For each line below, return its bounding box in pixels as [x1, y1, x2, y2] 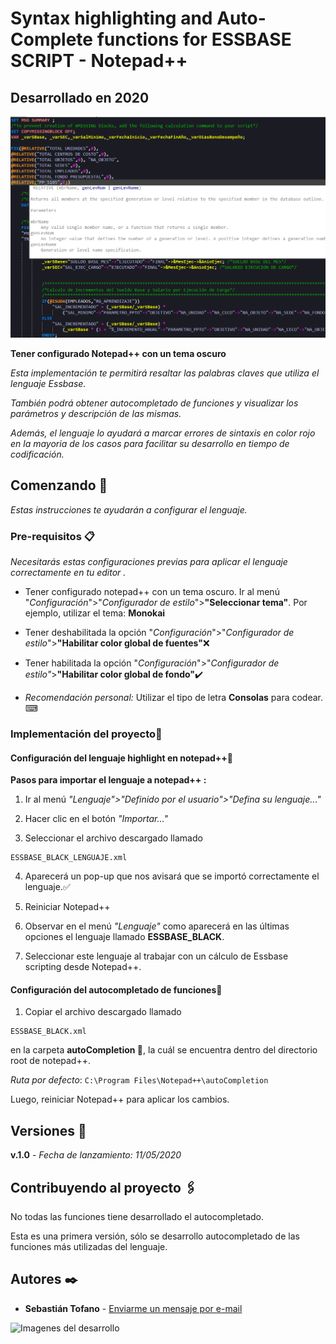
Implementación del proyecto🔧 [10, 727, 163, 741]
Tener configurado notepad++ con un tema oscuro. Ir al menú [24, 585, 280, 597]
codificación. [10, 448, 65, 460]
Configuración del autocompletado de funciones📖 [10, 983, 223, 996]
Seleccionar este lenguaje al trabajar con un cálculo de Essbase [24, 950, 289, 962]
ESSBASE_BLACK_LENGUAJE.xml [10, 853, 128, 863]
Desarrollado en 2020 [10, 89, 150, 106]
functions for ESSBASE [96, 28, 292, 51]
